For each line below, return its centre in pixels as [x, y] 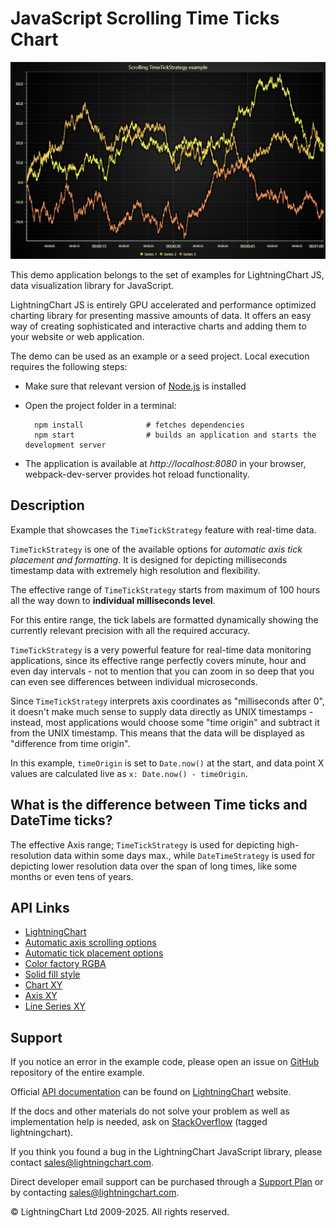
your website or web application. [77, 336]
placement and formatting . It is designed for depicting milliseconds [149, 559]
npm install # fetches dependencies [139, 425]
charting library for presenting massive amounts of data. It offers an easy [161, 315]
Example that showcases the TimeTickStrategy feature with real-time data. [163, 529]
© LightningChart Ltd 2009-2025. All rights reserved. [120, 1212]
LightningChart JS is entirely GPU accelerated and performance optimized [163, 304]
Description [47, 505]
